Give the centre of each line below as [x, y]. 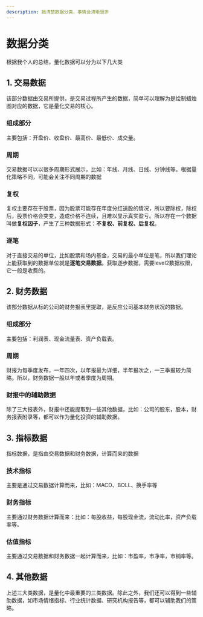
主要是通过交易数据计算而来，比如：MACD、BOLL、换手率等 [82, 485]
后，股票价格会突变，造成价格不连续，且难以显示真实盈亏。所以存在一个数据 [101, 216]
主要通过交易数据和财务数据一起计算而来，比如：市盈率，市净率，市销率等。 [101, 556]
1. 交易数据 [26, 83]
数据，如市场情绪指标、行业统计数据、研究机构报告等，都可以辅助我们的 [101, 600]
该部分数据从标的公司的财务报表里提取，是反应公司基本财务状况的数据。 [96, 307]
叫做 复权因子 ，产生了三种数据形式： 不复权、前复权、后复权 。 [83, 224]
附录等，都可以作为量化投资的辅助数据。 [72, 417]
